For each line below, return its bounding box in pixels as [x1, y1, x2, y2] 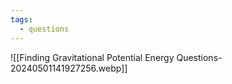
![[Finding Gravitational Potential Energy [10, 51, 175, 63]
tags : [10, 14, 33, 25]
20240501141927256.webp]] [10, 62, 128, 74]
